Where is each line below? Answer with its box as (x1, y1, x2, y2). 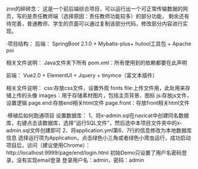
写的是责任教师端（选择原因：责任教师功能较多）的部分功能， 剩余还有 (16, 12, 190, 20)
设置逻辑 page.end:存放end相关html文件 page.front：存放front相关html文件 (6, 99, 190, 106)
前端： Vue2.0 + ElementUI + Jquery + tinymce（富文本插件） (6, 72, 158, 79)
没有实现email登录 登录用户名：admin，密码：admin (16, 157, 144, 164)
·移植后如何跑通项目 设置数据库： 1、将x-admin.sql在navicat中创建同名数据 (6, 112, 189, 119)
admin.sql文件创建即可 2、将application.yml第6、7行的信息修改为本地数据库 (6, 127, 192, 134)
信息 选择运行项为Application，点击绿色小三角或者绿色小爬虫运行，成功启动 (6, 134, 191, 141)
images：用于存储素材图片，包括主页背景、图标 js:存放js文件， (38, 92, 193, 99)
